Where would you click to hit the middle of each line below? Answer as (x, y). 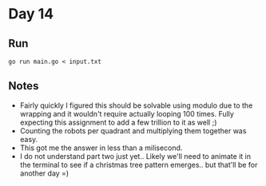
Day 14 (31, 14)
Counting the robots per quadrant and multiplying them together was (133, 131)
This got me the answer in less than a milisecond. (101, 148)
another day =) (44, 173)
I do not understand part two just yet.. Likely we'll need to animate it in (135, 156)
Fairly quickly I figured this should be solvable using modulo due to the (136, 105)
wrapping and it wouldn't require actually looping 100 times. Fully (127, 113)
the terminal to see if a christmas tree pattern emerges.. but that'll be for (139, 164)
